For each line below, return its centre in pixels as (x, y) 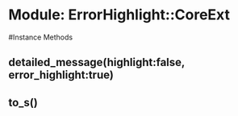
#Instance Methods (41, 37)
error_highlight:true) (61, 75)
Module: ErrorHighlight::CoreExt (119, 15)
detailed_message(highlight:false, (97, 62)
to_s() (23, 102)
